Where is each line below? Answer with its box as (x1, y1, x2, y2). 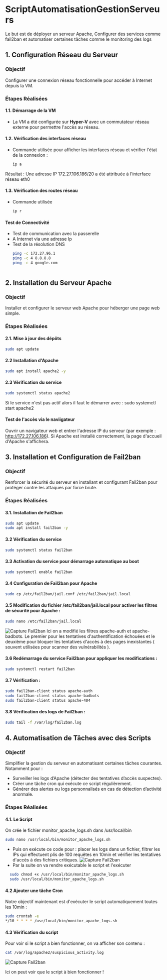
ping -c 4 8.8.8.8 (12, 255, 51, 261)
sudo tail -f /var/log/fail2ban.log (5, 720, 81, 725)
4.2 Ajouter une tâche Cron (5, 888, 63, 894)
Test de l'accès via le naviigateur (5, 416, 75, 422)
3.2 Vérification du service (5, 536, 62, 542)
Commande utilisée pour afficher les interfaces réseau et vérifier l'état (12, 147, 157, 153)
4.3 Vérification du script (5, 929, 58, 935)
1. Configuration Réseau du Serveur (5, 51, 118, 59)
